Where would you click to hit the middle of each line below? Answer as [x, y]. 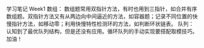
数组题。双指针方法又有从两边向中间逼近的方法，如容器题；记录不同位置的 [99, 16]
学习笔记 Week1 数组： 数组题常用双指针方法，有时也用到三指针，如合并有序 [102, 9]
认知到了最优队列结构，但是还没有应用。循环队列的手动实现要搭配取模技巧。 [102, 31]
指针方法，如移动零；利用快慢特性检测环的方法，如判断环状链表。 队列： [103, 24]
